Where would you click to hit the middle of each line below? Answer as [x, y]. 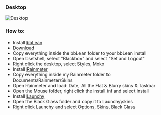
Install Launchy [29, 96]
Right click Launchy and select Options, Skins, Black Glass [74, 107]
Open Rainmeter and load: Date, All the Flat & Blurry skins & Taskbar [84, 85]
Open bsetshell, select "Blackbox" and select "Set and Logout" [79, 58]
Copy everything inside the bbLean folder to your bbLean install [79, 53]
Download [23, 48]
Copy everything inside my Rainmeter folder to [61, 74]
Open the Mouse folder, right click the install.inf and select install [81, 91]
